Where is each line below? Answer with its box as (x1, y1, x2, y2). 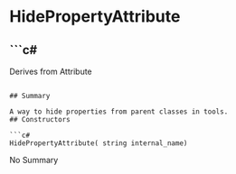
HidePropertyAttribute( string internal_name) (9, 139, 188, 148)
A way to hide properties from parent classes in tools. (9, 107, 229, 116)
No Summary (9, 155, 59, 165)
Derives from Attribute (9, 66, 92, 77)
